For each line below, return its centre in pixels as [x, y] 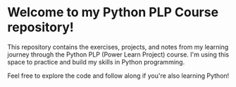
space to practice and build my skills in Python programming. [96, 62]
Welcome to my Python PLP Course [113, 12]
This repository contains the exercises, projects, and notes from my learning [118, 47]
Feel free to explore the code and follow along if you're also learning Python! [118, 76]
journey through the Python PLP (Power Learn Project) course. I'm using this [118, 54]
